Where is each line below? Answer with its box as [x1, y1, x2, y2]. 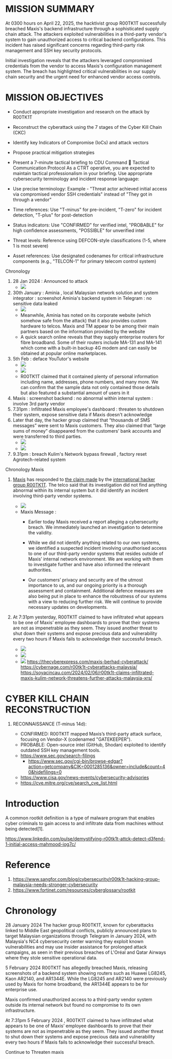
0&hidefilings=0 [28, 768, 62, 775]
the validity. [28, 529, 53, 535]
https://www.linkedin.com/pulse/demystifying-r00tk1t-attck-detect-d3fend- [5, 835, 165, 842]
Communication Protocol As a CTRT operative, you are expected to [12, 165, 155, 171]
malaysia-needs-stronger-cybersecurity [12, 881, 98, 888]
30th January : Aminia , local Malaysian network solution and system [12, 290, 159, 296]
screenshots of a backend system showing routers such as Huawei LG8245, [5, 970, 167, 976]
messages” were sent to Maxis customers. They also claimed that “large [12, 422, 166, 429]
